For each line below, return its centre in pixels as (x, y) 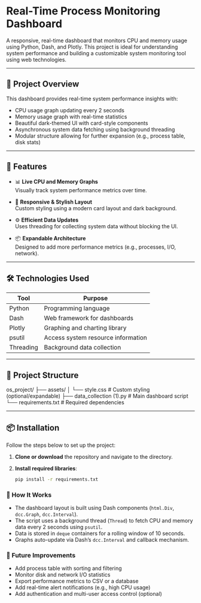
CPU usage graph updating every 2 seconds (69, 110)
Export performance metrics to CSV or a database (77, 581)
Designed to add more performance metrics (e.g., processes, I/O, (95, 247)
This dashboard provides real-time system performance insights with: (92, 98)
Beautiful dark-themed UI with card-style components (81, 123)
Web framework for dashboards (89, 318)
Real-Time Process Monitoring (83, 11)
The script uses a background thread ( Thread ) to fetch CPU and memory (104, 521)
